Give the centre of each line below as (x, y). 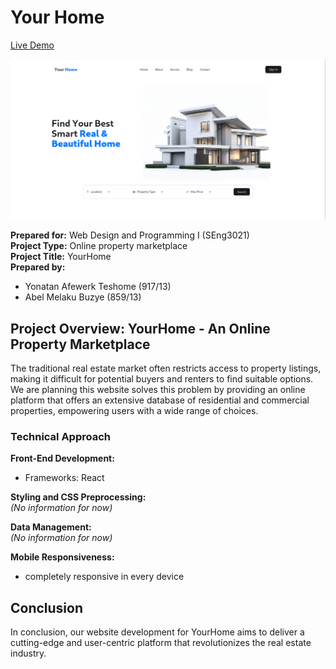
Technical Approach (61, 437)
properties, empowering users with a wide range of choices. (134, 411)
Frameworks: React (64, 478)
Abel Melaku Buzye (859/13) (83, 297)
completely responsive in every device (104, 577)
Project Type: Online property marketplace (99, 246)
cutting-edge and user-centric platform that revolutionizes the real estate (161, 643)
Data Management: (51, 527)
